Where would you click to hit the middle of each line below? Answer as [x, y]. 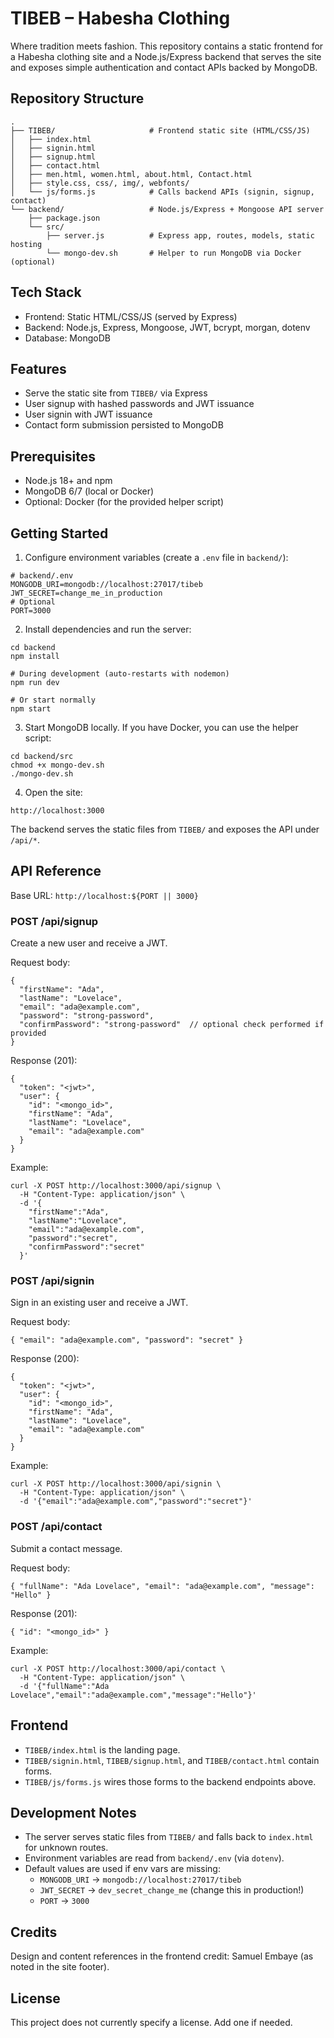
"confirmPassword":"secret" [86, 1247]
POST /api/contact [56, 1527]
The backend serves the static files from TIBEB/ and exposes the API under [165, 829]
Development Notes [73, 1812]
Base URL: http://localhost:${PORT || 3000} [104, 895]
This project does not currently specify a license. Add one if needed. [151, 2022]
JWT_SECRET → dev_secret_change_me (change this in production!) [172, 1890]
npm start [31, 709]
